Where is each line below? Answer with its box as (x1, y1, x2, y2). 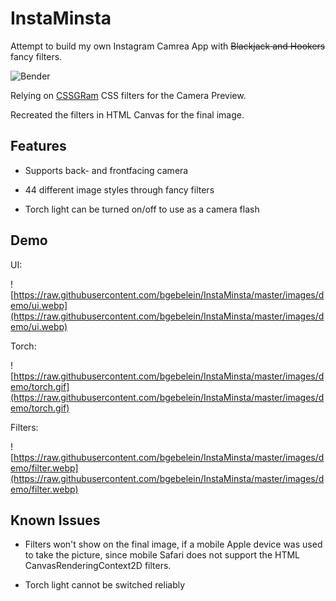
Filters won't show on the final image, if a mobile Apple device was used (24, 538, 323, 551)
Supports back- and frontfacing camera (24, 164, 189, 176)
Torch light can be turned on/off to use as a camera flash (24, 203, 260, 215)
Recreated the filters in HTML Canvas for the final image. (10, 108, 245, 121)
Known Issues (10, 512, 101, 529)
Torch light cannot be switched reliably (24, 579, 186, 591)
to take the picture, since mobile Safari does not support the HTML (24, 549, 300, 561)
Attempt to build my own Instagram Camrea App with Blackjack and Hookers (10, 40, 326, 52)
